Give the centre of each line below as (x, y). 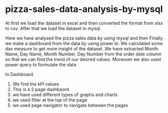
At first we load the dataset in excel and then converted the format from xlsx (84, 23)
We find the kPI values (36, 84)
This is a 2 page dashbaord (41, 89)
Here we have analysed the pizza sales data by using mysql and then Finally (84, 38)
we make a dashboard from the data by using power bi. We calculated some (84, 43)
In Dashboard (19, 74)
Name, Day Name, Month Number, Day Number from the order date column (83, 54)
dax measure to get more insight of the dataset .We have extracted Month (82, 48)
